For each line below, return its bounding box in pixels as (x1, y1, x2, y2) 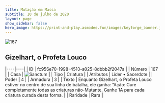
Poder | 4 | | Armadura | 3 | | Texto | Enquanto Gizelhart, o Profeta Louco (5, 77, 152, 82)
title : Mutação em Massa (5, 7, 56, 12)
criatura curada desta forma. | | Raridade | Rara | (5, 92, 103, 98)
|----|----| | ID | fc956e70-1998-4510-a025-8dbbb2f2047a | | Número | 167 (5, 66, 158, 72)
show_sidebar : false (5, 21, 48, 26)
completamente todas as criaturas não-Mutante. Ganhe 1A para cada (5, 87, 145, 93)
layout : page (5, 16, 32, 21)
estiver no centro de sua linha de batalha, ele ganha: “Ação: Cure (5, 81, 137, 87)
